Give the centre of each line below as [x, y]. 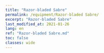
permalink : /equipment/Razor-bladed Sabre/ [52, 15]
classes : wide [20, 43]
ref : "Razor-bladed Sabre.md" [37, 33]
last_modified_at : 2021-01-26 [37, 24]
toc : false [17, 38]
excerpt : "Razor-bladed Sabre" [38, 19]
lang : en [15, 29]
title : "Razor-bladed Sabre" [36, 10]
